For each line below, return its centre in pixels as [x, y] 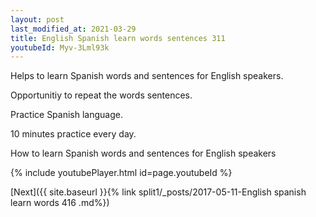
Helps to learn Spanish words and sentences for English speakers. [147, 76]
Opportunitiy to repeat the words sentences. [101, 95]
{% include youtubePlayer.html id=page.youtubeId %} [121, 173]
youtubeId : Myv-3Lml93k [60, 47]
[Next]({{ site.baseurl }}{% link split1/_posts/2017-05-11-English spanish [158, 192]
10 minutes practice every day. [73, 134]
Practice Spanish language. [66, 115]
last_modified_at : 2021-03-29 [73, 29]
